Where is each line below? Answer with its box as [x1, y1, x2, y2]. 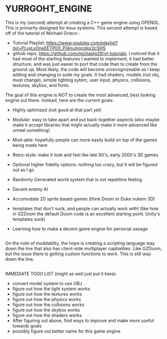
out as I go [12, 167, 34, 173]
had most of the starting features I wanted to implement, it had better [12, 55, 155, 61]
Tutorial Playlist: [12, 39, 45, 45]
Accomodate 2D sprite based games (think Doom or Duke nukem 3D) [12, 196, 156, 202]
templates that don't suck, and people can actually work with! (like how [12, 205, 159, 211]
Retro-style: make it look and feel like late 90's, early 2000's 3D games [12, 152, 159, 158]
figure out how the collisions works [12, 302, 85, 308]
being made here [12, 142, 48, 148]
